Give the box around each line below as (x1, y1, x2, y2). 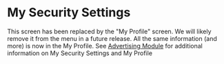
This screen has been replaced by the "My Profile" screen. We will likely (7, 27, 212, 35)
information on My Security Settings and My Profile (7, 49, 153, 57)
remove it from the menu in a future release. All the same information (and (7, 34, 217, 42)
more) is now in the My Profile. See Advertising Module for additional (7, 42, 203, 50)
